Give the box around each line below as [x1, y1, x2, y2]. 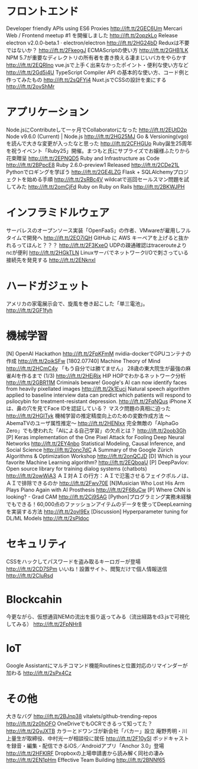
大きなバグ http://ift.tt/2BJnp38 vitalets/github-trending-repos [6, 713, 157, 720]
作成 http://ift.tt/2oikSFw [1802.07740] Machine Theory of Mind [6, 357, 161, 364]
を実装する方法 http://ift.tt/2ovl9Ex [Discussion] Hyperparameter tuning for [6, 508, 189, 515]
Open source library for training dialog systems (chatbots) [6, 465, 148, 472]
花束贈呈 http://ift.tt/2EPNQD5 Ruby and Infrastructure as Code [6, 155, 160, 162]
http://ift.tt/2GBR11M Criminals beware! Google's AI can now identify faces [6, 379, 187, 386]
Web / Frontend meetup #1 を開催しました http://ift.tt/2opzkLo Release [6, 31, 178, 38]
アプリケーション [6, 105, 89, 119]
